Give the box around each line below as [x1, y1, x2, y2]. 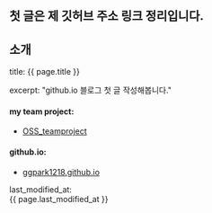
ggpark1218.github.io [22, 166, 101, 177]
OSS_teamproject [22, 126, 87, 137]
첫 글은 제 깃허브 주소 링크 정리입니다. [9, 8, 204, 24]
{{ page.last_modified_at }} [9, 193, 109, 204]
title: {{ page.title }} [9, 67, 81, 77]
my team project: [9, 106, 75, 117]
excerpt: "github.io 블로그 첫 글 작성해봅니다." [9, 84, 172, 96]
